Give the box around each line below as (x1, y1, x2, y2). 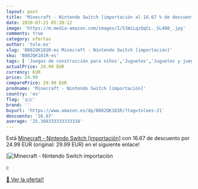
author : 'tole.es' (6, 42, 51, 48)
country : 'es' (6, 91, 41, 97)
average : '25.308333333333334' (6, 119, 83, 125)
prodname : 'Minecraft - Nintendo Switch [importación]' (6, 86, 146, 92)
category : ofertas (6, 36, 51, 42)
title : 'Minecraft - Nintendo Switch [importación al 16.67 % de (6, 14, 170, 20)
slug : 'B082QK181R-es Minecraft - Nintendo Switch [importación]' (6, 47, 173, 53)
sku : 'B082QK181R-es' (6, 53, 60, 58)
